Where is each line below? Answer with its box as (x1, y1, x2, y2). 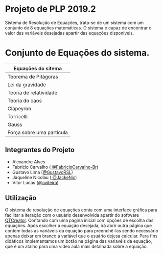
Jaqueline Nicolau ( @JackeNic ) (12, 174, 77, 180)
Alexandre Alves (12, 158, 46, 165)
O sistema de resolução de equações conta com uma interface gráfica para (5, 207, 158, 213)
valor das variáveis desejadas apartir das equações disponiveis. (5, 30, 134, 36)
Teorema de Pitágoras (7, 73, 59, 80)
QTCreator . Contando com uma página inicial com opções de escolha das (5, 217, 154, 223)
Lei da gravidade (7, 81, 46, 88)
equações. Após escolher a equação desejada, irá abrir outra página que (5, 222, 152, 229)
